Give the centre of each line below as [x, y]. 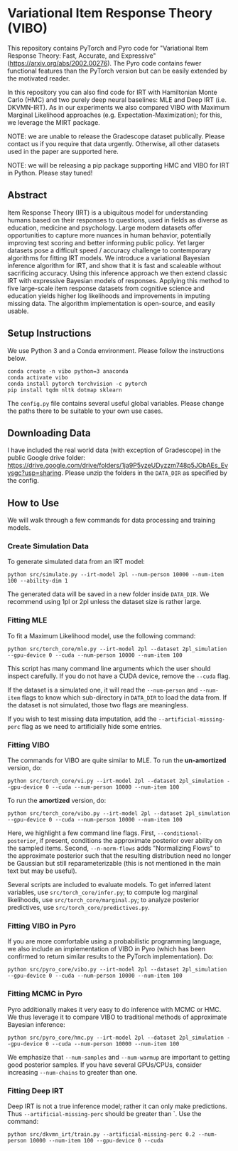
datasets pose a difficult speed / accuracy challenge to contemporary [109, 250]
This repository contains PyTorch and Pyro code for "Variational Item [108, 48]
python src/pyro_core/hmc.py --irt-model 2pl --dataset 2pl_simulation [115, 1038]
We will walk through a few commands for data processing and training [111, 520]
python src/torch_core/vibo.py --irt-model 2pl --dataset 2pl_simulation [119, 814]
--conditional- [180, 834]
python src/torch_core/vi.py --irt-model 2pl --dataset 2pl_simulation [115, 781]
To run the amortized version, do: [57, 801]
